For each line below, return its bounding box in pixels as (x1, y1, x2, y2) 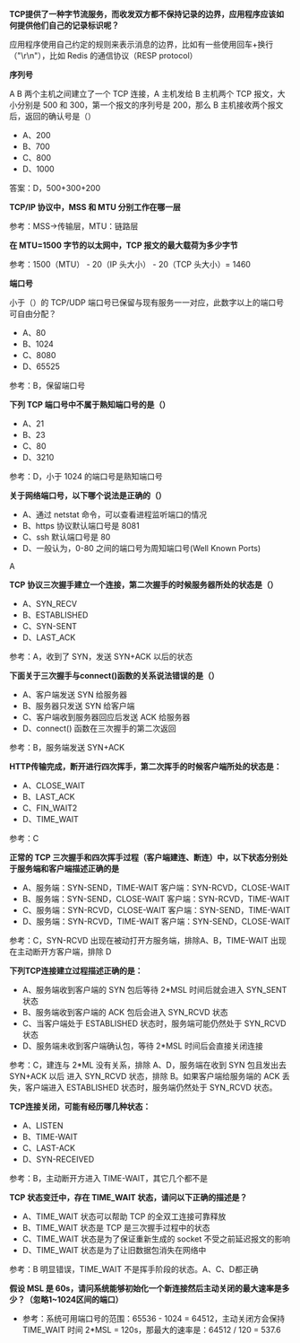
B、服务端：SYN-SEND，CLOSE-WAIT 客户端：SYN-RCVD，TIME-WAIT (21, 893, 290, 904)
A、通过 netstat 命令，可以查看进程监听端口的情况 (21, 509, 208, 520)
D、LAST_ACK (21, 632, 76, 643)
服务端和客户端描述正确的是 (16, 864, 119, 873)
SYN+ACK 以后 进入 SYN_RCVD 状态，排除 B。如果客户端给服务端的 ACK (9, 1071, 280, 1081)
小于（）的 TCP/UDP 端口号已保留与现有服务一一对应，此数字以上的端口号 (9, 297, 285, 308)
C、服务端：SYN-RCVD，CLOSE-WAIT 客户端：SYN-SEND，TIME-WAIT (21, 905, 291, 915)
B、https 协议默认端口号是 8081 (21, 521, 141, 531)
